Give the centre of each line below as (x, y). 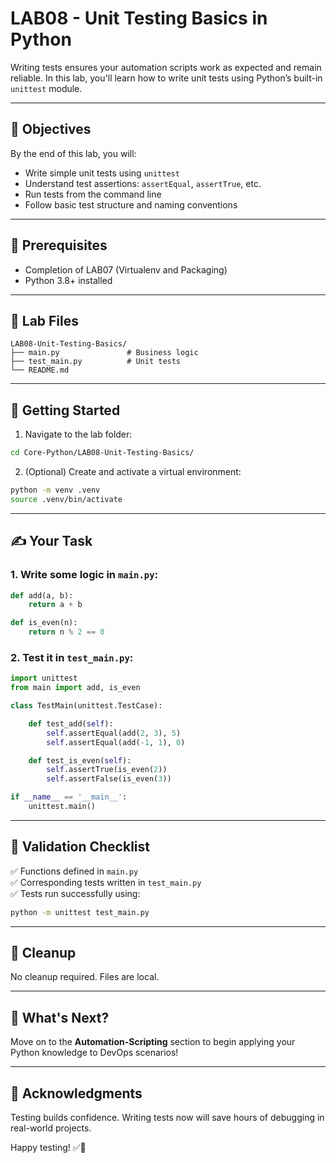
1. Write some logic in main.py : (84, 575)
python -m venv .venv (55, 490)
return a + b (55, 605)
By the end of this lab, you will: (73, 153)
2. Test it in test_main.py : (72, 657)
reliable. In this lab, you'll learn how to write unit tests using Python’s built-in (166, 78)
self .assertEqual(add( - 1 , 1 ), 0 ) (116, 742)
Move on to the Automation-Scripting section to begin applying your (153, 1042)
